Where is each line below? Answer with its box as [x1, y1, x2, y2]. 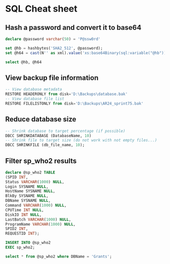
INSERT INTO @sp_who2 [5, 240, 51, 245]
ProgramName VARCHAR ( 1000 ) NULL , [5, 222, 76, 227]
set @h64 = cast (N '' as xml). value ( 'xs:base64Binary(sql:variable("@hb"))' [5, 50, 168, 56]
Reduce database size [5, 115, 77, 124]
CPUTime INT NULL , [5, 207, 44, 212]
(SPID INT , [5, 174, 28, 180]
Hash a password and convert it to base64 [5, 23, 142, 32]
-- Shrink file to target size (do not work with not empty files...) [5, 138, 157, 143]
